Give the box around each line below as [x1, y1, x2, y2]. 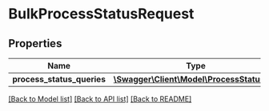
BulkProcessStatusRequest [8, 5, 195, 23]
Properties [8, 37, 62, 50]
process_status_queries [12, 73, 106, 85]
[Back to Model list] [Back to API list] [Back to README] [8, 94, 192, 104]
